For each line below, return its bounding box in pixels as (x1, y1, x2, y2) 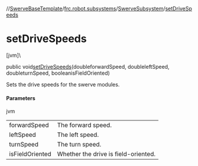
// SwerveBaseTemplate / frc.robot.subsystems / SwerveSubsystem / (6, 5, 165, 12)
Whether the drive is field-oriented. (57, 150, 156, 158)
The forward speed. (57, 121, 112, 129)
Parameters (6, 94, 35, 101)
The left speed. (57, 130, 99, 139)
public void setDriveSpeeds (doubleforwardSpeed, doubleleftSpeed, (6, 63, 170, 70)
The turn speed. (57, 141, 102, 149)
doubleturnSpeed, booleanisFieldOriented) (6, 69, 111, 76)
